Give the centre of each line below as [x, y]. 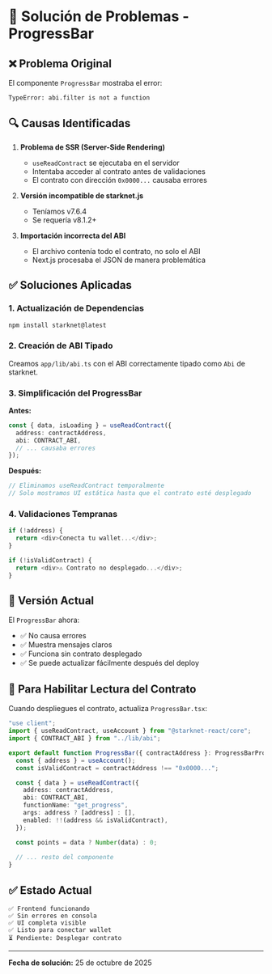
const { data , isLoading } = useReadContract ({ [90, 425]
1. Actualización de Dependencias [76, 308]
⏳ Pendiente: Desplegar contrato [65, 938]
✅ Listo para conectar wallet [60, 930]
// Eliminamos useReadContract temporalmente [86, 486]
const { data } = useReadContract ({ [77, 783]
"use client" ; [32, 723]
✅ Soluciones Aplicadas [70, 285]
